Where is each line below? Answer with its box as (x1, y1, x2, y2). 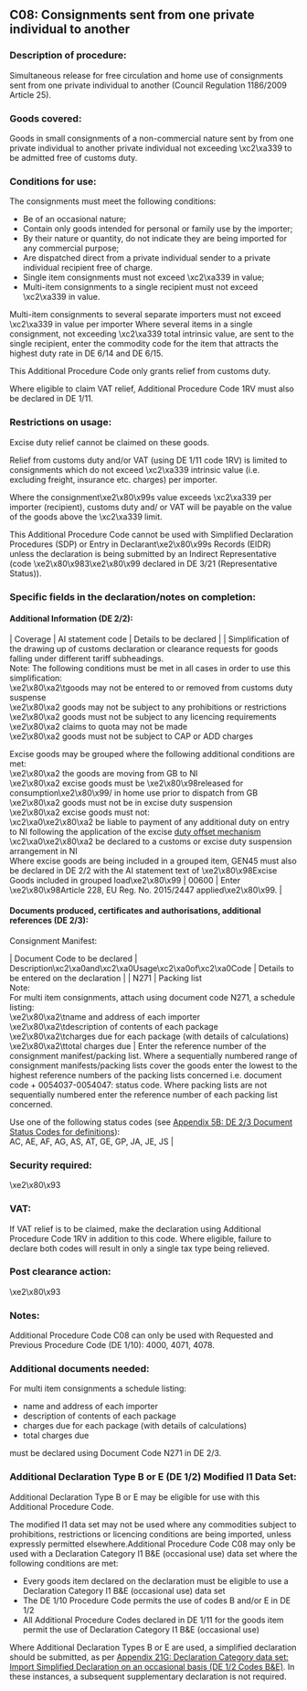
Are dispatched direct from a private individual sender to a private (22, 252, 271, 263)
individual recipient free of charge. (22, 262, 153, 273)
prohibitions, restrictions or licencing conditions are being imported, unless (9, 1528, 292, 1539)
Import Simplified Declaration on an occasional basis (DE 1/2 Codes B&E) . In (9, 1661, 295, 1672)
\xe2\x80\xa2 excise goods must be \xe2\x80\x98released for (9, 777, 244, 788)
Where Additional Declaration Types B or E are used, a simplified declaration (9, 1642, 297, 1653)
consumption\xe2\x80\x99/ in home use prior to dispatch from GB (9, 787, 259, 798)
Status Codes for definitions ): (9, 1126, 121, 1137)
